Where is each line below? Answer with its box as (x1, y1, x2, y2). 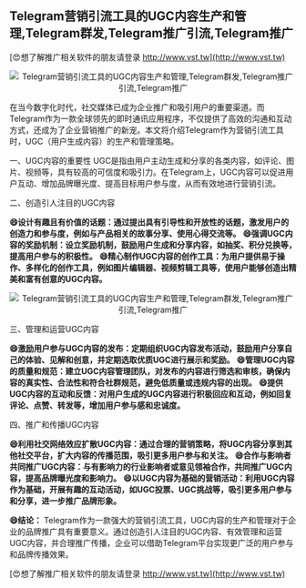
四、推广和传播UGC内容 (9, 419, 100, 430)
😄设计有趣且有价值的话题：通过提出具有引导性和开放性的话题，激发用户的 (9, 217, 290, 228)
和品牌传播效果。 (9, 549, 74, 560)
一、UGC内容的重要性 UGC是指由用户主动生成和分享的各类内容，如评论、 (9, 155, 287, 166)
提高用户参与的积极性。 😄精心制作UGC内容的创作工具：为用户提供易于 (9, 250, 278, 261)
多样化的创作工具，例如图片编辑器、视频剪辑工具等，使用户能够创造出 (25, 262, 289, 273)
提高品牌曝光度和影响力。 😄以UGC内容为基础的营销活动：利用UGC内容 (25, 472, 295, 483)
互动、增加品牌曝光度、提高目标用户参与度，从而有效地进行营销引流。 (16, 177, 280, 188)
